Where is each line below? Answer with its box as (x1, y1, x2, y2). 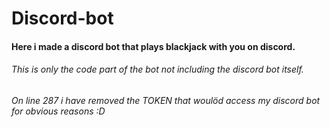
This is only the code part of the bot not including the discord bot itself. (11, 63, 304, 76)
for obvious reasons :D (11, 105, 106, 117)
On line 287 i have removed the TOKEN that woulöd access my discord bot (11, 94, 321, 106)
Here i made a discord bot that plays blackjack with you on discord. (11, 40, 296, 52)
